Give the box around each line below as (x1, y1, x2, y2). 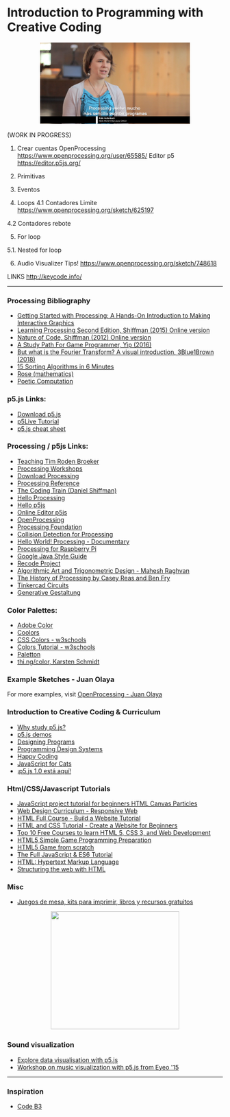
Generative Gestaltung (16, 588, 81, 596)
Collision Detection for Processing (16, 530, 114, 538)
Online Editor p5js (16, 508, 68, 516)
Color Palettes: (7, 605, 58, 615)
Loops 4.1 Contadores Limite (16, 198, 97, 207)
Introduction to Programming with (7, 5, 204, 21)
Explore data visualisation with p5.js (16, 1055, 118, 1064)
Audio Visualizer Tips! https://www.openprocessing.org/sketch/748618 (16, 259, 217, 267)
